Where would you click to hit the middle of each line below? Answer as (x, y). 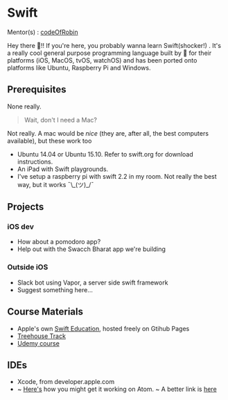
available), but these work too (50, 141)
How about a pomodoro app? (59, 242)
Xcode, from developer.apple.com (66, 382)
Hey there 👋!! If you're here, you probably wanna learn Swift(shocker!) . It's (114, 45)
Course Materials (45, 312)
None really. (24, 106)
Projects (26, 207)
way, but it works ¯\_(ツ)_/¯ (55, 184)
